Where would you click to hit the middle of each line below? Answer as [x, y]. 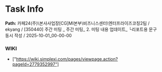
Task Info [24, 9]
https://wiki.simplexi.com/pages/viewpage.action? [67, 59]
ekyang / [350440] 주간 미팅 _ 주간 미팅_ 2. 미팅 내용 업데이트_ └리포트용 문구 [81, 29]
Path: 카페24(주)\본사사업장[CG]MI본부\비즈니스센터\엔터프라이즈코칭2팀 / [78, 23]
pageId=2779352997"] [35, 64]
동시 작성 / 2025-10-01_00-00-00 [39, 35]
